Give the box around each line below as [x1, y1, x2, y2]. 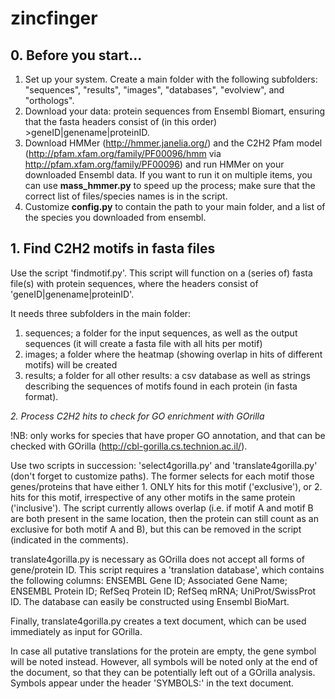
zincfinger [10, 7, 98, 30]
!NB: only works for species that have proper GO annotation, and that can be [10, 429, 326, 441]
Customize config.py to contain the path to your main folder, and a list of [24, 201, 326, 212]
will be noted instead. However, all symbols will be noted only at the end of [10, 655, 318, 667]
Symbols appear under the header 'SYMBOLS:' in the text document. [10, 677, 295, 689]
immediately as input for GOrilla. [10, 625, 143, 637]
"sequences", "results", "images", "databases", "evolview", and [24, 84, 285, 96]
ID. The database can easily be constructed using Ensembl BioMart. [10, 595, 290, 607]
